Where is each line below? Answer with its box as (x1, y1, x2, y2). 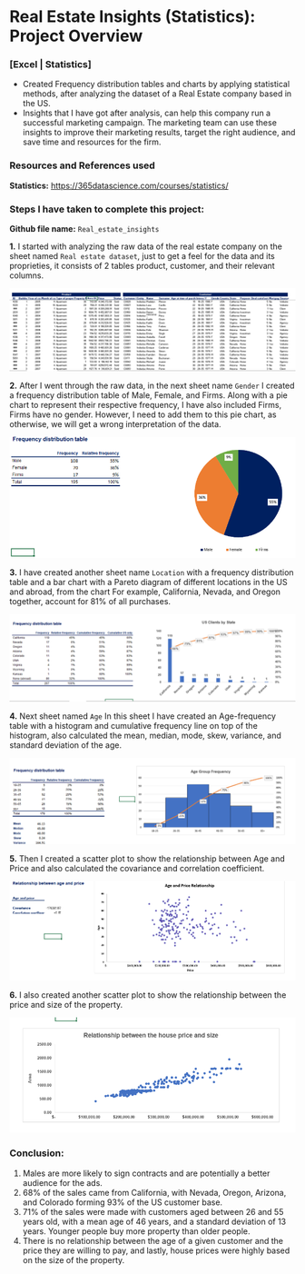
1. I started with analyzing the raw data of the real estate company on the (9, 241, 283, 252)
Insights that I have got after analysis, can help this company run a (22, 107, 271, 119)
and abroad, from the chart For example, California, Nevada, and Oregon (9, 586, 281, 597)
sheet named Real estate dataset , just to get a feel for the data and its (9, 251, 275, 262)
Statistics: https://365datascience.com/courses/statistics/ (9, 180, 229, 191)
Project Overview (9, 25, 143, 46)
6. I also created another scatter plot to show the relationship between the (9, 989, 287, 1000)
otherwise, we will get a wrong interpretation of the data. (9, 418, 221, 429)
